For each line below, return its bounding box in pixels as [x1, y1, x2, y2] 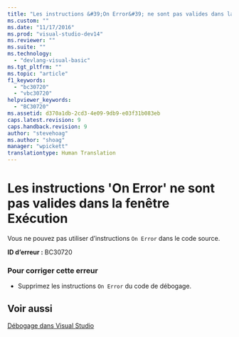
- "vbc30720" [14, 90, 53, 97]
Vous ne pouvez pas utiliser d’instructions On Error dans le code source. [7, 234, 221, 242]
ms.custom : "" [7, 17, 50, 24]
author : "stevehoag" [7, 130, 69, 137]
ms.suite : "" [7, 43, 46, 51]
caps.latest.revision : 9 [7, 116, 81, 123]
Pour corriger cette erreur [7, 265, 98, 275]
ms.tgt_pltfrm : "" [7, 63, 62, 71]
